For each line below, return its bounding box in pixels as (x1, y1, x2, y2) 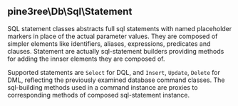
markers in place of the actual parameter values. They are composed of (7, 32, 218, 40)
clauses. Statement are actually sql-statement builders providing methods (7, 47, 224, 55)
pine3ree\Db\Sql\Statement (7, 6, 133, 18)
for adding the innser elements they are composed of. (7, 54, 165, 63)
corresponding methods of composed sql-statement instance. (7, 90, 190, 99)
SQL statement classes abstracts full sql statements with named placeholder (7, 24, 232, 33)
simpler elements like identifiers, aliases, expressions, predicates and (7, 39, 211, 48)
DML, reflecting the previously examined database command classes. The (7, 76, 225, 84)
